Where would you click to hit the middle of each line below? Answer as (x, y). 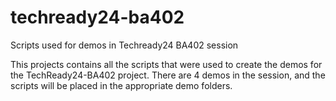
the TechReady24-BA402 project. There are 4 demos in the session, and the (168, 75)
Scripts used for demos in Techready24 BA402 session (124, 45)
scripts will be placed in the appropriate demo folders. (121, 85)
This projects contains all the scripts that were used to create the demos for (166, 64)
